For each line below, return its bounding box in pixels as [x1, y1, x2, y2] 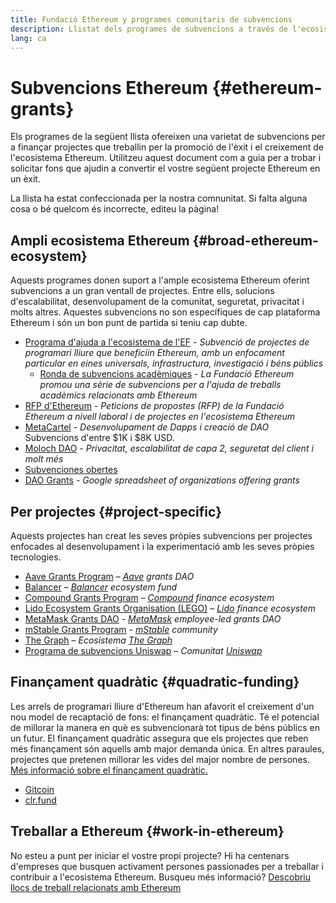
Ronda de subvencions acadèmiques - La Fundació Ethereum [39, 368, 295, 380]
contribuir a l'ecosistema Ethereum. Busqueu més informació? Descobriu [10, 871, 312, 883]
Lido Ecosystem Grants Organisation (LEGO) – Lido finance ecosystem [24, 602, 317, 614]
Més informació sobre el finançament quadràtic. [10, 764, 208, 776]
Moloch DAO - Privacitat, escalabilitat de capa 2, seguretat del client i [24, 442, 314, 455]
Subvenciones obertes [24, 464, 118, 476]
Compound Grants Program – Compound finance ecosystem [24, 591, 275, 603]
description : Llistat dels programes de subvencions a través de [10, 24, 288, 34]
